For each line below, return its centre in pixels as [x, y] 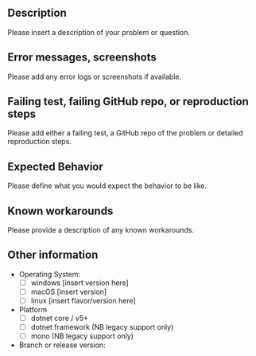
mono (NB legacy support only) [82, 336]
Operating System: [50, 274]
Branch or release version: [62, 345]
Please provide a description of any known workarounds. [101, 230]
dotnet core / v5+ [60, 319]
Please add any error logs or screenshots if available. [95, 76]
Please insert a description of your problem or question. [99, 32]
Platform [33, 310]
